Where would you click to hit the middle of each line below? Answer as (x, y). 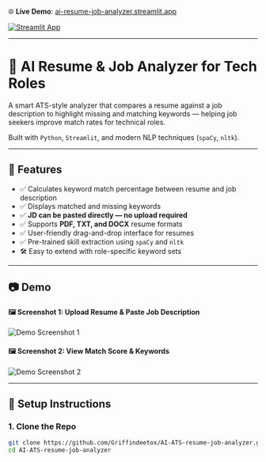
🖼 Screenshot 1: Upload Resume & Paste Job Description (104, 312)
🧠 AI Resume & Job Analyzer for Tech (133, 67)
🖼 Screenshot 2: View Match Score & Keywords (89, 350)
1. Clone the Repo (42, 426)
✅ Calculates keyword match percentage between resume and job (128, 188)
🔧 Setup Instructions (60, 404)
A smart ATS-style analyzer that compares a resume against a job (115, 105)
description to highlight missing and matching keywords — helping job (123, 113)
